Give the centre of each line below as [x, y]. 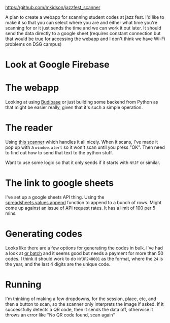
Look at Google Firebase [58, 65]
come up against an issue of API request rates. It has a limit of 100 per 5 [80, 208]
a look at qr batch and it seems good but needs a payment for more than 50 [84, 253]
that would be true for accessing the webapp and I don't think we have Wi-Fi [85, 39]
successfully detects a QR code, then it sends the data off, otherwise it [79, 309]
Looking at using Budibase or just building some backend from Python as [82, 102]
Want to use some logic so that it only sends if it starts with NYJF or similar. [83, 163]
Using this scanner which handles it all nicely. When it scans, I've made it [82, 142]
